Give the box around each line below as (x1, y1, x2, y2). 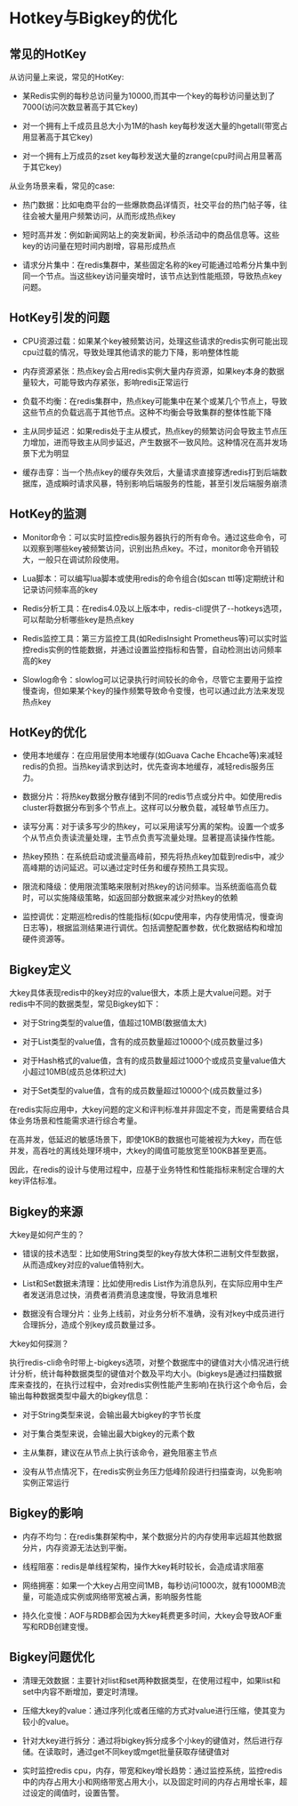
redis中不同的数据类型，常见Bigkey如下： (9, 998, 162, 1010)
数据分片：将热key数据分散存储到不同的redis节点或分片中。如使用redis (21, 791, 283, 802)
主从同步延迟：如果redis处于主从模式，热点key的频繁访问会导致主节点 (21, 425, 280, 436)
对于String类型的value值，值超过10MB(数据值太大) (21, 1018, 207, 1028)
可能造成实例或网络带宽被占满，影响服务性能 (37, 1591, 202, 1601)
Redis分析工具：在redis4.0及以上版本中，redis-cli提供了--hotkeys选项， (21, 602, 287, 614)
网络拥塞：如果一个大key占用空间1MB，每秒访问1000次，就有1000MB (21, 1580, 278, 1591)
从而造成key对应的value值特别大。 (21, 1260, 149, 1270)
